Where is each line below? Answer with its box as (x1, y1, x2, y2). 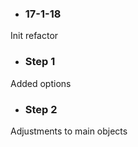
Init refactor (10, 30, 59, 42)
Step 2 (24, 102, 58, 116)
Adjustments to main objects (10, 125, 128, 137)
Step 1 (24, 55, 56, 69)
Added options (10, 77, 72, 89)
